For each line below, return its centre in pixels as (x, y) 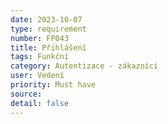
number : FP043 (40, 38)
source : (26, 94)
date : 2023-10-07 (46, 19)
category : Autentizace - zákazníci (84, 66)
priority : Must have (53, 85)
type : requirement (48, 29)
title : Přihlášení (48, 47)
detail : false (40, 103)
